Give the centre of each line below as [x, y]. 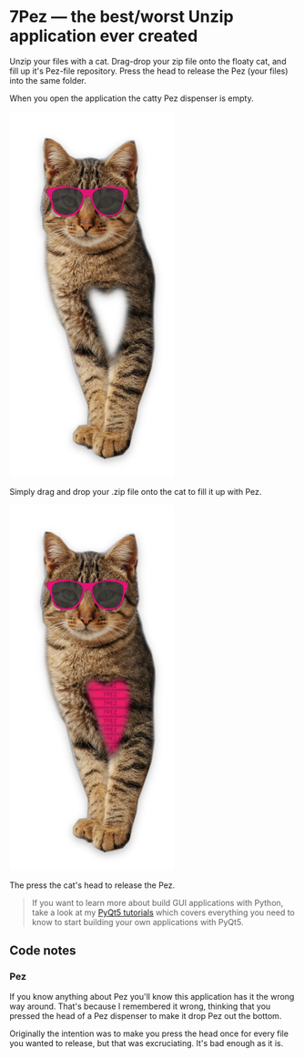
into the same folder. [48, 80]
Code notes [43, 951]
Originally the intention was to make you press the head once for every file [149, 1033]
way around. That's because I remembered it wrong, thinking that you [140, 1006]
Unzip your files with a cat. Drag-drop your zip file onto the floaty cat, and [148, 61]
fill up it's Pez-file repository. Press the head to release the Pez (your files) [149, 71]
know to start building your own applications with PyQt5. [137, 922]
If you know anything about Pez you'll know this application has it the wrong [152, 996]
